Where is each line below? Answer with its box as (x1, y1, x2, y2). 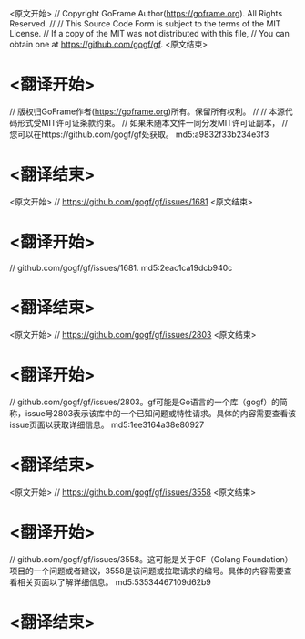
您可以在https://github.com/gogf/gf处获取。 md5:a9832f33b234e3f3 (9, 129, 269, 140)
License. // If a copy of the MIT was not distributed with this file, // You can (9, 28, 290, 38)
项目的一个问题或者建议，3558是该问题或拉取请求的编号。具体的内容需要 (9, 565, 284, 576)
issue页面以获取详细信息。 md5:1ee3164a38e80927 (9, 419, 205, 430)
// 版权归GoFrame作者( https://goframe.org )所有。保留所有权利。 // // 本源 (9, 106, 285, 117)
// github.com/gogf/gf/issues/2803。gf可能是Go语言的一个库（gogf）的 (9, 396, 280, 407)
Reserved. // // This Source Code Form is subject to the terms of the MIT (9, 18, 281, 29)
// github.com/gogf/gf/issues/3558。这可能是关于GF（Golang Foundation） (9, 553, 293, 564)
